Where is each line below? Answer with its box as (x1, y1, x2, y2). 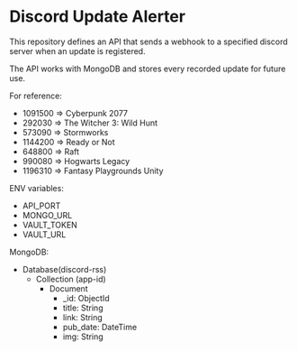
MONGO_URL (22, 209, 73, 220)
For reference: (9, 90, 63, 101)
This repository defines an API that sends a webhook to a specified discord (9, 36, 288, 47)
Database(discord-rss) (22, 263, 107, 274)
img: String (62, 331, 103, 342)
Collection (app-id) (35, 273, 106, 284)
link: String (62, 311, 103, 322)
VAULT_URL (22, 228, 67, 240)
